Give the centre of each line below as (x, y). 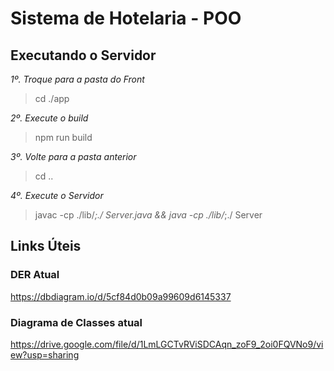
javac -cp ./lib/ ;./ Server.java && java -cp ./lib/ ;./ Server (148, 215)
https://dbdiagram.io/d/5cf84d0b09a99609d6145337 (121, 296)
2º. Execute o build (49, 118)
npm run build (63, 137)
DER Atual (35, 275)
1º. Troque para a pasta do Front (77, 79)
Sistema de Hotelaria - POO (126, 18)
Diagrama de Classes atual (76, 322)
